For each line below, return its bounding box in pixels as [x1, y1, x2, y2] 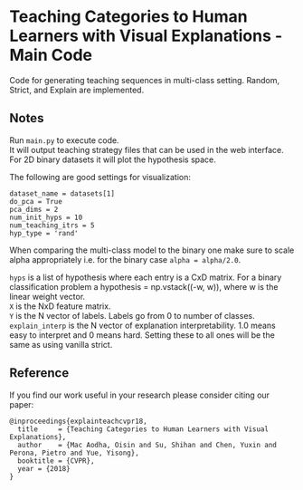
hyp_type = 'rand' [9, 228, 79, 237]
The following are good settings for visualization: [9, 171, 192, 182]
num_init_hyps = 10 [9, 213, 83, 222]
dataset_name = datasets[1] [9, 188, 116, 198]
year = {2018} [17, 464, 71, 473]
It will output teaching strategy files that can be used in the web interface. [9, 144, 284, 155]
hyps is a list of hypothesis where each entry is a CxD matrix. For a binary [9, 272, 282, 283]
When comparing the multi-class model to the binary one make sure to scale [9, 245, 295, 255]
